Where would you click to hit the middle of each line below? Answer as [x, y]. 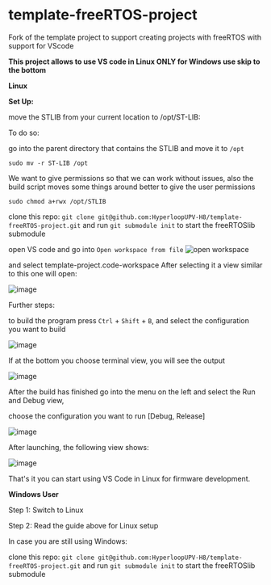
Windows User [33, 494]
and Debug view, [36, 400]
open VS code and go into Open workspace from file [96, 249]
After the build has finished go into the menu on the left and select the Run [132, 391]
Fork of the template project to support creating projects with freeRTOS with [135, 37]
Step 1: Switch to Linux [46, 510]
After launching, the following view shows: [79, 447]
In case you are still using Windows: [68, 541]
